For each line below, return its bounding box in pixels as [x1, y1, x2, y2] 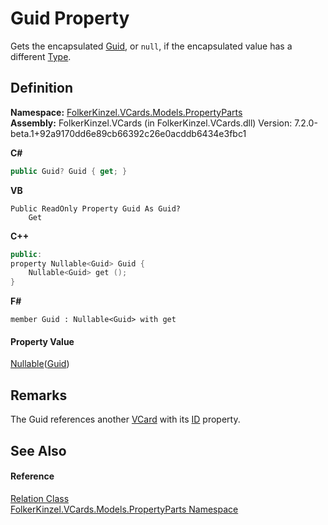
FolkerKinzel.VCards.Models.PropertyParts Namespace [10, 503, 239, 515]
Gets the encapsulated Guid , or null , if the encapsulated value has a [10, 40, 293, 52]
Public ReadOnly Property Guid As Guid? [10, 203, 182, 214]
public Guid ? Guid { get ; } [10, 166, 128, 176]
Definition [10, 80, 73, 97]
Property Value [10, 335, 75, 347]
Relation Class [10, 492, 70, 504]
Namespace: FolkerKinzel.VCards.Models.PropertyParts [10, 106, 243, 118]
